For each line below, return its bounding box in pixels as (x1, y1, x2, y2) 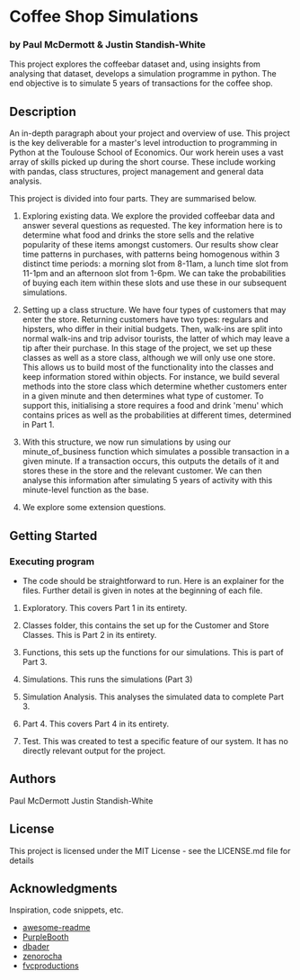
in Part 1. (22, 419, 55, 430)
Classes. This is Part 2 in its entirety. (22, 629, 157, 640)
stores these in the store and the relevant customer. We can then (22, 465, 262, 476)
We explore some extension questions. (22, 502, 166, 513)
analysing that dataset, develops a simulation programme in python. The (9, 68, 277, 79)
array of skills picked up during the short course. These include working (9, 157, 276, 167)
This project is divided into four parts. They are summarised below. (9, 193, 257, 204)
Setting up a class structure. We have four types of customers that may (22, 304, 287, 316)
